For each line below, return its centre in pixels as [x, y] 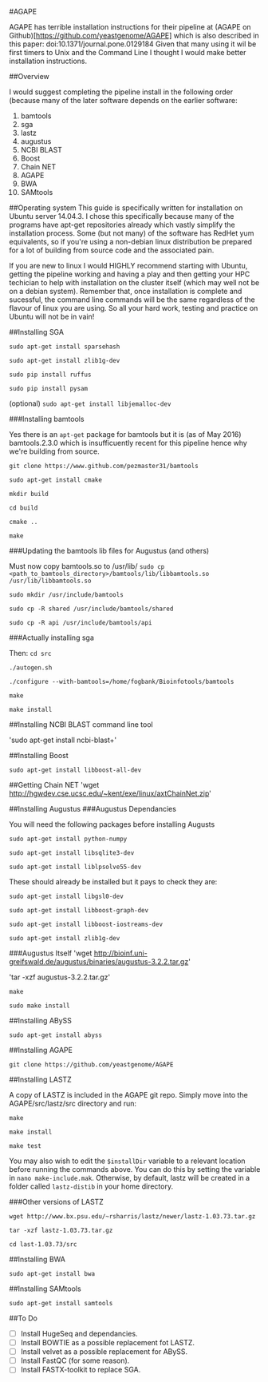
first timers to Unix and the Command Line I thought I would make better [128, 52]
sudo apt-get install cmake [56, 480]
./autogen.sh [31, 668]
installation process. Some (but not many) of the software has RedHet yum [132, 233]
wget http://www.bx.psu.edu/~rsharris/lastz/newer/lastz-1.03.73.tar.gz [132, 1217]
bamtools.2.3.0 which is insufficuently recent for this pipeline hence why [128, 443]
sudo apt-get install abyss [56, 1035]
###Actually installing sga [51, 637]
